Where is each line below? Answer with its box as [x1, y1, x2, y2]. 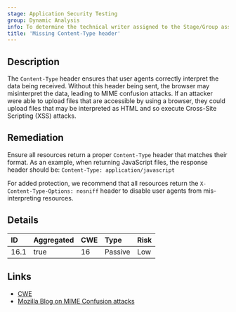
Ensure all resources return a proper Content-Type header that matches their [7, 150, 228, 158]
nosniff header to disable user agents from [76, 186, 202, 195]
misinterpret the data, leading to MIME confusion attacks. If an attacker [7, 89, 213, 98]
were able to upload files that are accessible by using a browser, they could [7, 97, 226, 105]
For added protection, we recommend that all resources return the [7, 179, 199, 187]
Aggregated [33, 235, 74, 245]
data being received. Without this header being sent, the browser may [7, 82, 210, 90]
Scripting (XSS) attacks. [7, 111, 77, 120]
